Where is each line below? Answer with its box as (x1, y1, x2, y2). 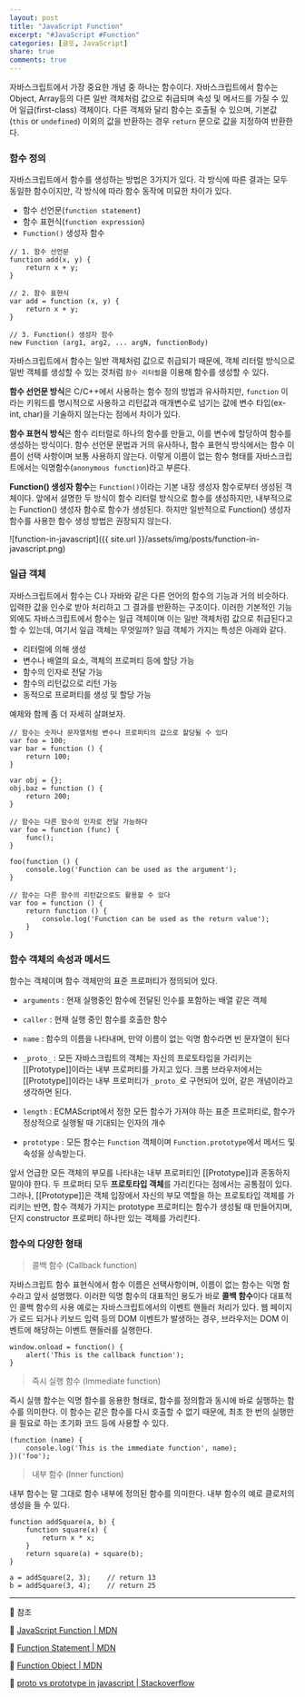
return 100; (25, 751, 71, 761)
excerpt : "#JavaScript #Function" (9, 30, 141, 39)
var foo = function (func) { (9, 825, 120, 834)
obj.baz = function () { (9, 783, 103, 793)
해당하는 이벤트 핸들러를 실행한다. (33, 1325, 152, 1335)
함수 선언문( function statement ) (22, 205, 142, 216)
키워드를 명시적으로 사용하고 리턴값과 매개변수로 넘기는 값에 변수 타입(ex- (25, 397, 287, 409)
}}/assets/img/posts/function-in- (137, 533, 261, 545)
